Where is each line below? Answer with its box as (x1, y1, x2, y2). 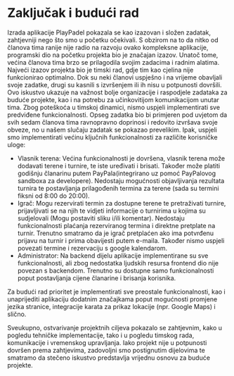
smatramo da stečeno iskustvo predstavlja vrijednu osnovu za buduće (7, 353, 211, 362)
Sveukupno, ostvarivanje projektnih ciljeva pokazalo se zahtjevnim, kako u (7, 323, 223, 332)
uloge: (7, 140, 26, 149)
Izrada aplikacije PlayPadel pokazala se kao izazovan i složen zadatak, (7, 28, 212, 37)
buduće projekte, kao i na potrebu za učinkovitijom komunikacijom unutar (7, 95, 220, 104)
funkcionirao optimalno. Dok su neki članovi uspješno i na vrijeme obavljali (7, 73, 223, 82)
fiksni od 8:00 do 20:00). (17, 192, 90, 200)
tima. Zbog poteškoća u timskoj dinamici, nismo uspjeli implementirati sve (7, 103, 220, 111)
